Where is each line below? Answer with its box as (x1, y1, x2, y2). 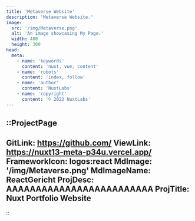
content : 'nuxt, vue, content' (21, 63, 99, 70)
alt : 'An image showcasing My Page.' (11, 31, 104, 37)
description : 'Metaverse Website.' (6, 14, 94, 20)
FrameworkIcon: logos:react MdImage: (6, 157, 152, 167)
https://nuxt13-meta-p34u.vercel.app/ (6, 147, 152, 157)
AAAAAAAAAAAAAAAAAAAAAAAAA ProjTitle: (6, 184, 190, 194)
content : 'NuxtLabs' (21, 85, 72, 91)
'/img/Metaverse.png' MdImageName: (6, 166, 151, 176)
